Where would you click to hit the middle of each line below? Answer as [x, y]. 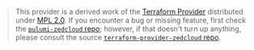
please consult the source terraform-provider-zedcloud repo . [118, 37]
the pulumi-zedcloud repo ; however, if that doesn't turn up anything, [128, 29]
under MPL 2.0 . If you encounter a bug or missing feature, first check [130, 20]
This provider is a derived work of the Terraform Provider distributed [129, 12]
